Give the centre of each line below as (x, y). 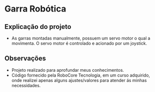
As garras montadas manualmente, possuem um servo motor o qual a (81, 38)
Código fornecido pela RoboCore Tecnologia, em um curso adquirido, (81, 75)
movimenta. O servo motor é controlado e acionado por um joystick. (79, 43)
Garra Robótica (35, 9)
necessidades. (26, 85)
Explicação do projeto (38, 27)
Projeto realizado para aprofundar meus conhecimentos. (68, 70)
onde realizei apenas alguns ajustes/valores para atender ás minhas (79, 80)
